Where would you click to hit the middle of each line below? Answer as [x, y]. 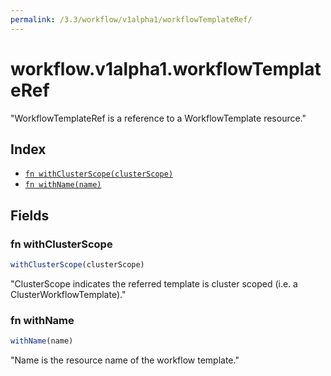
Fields [30, 215]
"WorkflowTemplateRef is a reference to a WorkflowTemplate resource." [158, 118]
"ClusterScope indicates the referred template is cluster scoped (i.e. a [154, 283]
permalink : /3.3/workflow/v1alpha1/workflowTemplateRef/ [131, 19]
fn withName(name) [63, 185]
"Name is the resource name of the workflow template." [125, 360]
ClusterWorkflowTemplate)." [68, 294]
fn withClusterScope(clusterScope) [99, 174]
